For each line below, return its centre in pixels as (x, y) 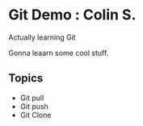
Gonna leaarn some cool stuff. (59, 52)
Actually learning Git (42, 37)
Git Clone (36, 115)
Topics (26, 78)
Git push (34, 106)
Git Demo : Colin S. (72, 15)
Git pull (32, 98)
